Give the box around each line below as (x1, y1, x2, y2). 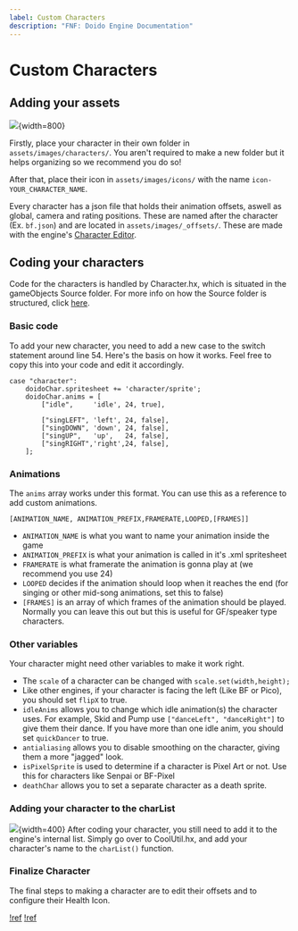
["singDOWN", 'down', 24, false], (41, 424, 170, 432)
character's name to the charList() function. (9, 843, 174, 853)
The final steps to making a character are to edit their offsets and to (9, 885, 257, 896)
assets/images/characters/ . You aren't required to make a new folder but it (9, 147, 285, 157)
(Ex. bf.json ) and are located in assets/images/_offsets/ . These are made (9, 220, 283, 231)
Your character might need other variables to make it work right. (9, 658, 245, 669)
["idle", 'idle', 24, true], (41, 399, 166, 409)
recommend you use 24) (21, 568, 113, 579)
